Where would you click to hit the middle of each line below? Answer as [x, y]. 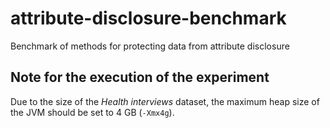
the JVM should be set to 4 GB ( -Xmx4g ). [92, 112]
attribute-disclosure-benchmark [148, 18]
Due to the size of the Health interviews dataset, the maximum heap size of [165, 101]
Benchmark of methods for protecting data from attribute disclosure [150, 46]
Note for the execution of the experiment [140, 77]
